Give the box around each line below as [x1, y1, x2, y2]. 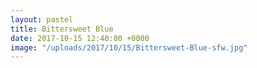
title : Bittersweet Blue [10, 24, 114, 34]
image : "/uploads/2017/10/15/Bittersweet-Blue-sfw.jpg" [10, 42, 248, 53]
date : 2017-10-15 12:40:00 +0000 [10, 33, 150, 43]
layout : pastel [10, 14, 74, 25]
